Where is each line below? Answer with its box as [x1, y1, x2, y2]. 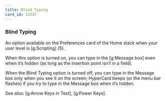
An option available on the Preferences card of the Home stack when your [5, 39, 158, 45]
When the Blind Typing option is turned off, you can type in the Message [5, 69, 154, 75]
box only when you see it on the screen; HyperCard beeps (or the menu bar [5, 75, 161, 81]
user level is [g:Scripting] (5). [5, 45, 65, 51]
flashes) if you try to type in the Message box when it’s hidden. [5, 80, 135, 86]
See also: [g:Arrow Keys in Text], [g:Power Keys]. [5, 90, 106, 96]
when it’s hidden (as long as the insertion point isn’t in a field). [5, 60, 132, 66]
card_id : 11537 [5, 12, 37, 17]
